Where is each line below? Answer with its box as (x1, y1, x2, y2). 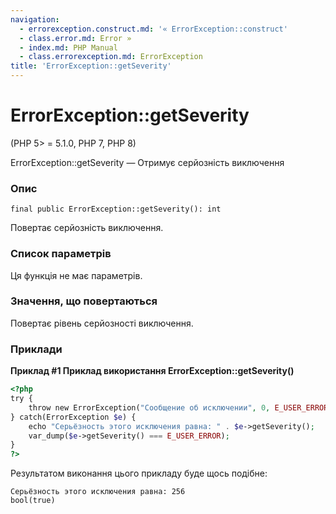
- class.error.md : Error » (19, 33, 132, 43)
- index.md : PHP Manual (19, 42, 118, 53)
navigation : (10, 14, 60, 25)
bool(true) (10, 496, 56, 506)
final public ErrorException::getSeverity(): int (10, 204, 222, 215)
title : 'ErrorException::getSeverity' (10, 61, 172, 71)
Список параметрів (10, 247, 112, 261)
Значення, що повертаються (10, 294, 158, 308)
